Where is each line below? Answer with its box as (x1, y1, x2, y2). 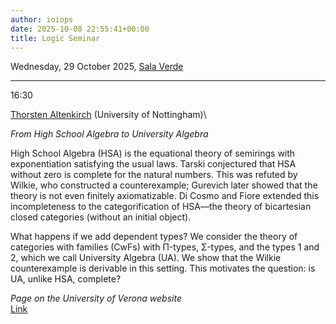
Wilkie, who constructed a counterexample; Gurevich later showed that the (10, 179, 318, 191)
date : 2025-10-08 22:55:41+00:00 (10, 24, 150, 34)
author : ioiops (10, 14, 74, 25)
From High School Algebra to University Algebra (10, 128, 209, 140)
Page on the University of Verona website (10, 292, 182, 305)
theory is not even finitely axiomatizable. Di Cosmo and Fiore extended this (10, 190, 320, 202)
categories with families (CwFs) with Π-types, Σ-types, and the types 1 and (10, 241, 320, 253)
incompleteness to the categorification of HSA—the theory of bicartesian (10, 201, 312, 213)
